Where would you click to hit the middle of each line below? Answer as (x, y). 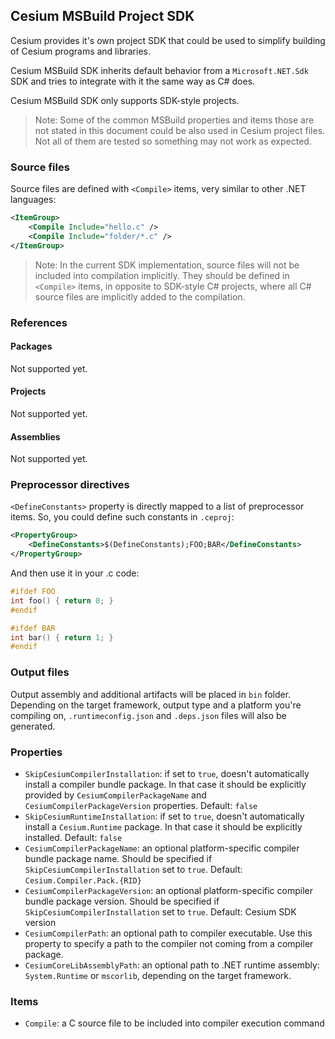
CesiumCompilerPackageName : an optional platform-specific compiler (162, 848)
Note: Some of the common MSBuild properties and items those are (174, 120)
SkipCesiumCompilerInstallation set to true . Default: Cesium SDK (160, 911)
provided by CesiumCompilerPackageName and (115, 795)
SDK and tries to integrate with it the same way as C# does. (133, 81)
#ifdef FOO (33, 592)
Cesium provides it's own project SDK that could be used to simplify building (168, 40)
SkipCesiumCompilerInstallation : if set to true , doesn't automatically (167, 773)
